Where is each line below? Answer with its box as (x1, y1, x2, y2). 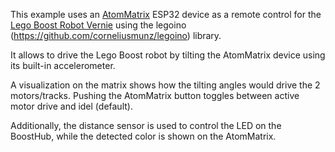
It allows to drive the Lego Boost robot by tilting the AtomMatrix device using (10, 49, 326, 61)
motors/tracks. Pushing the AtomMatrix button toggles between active (10, 90, 300, 101)
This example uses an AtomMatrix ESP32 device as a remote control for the (10, 9, 322, 20)
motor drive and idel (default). (10, 100, 133, 112)
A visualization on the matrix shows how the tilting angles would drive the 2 (10, 79, 321, 91)
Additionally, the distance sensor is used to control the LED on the (10, 120, 282, 131)
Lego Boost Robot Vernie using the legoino (10, 19, 187, 31)
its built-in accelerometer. (10, 60, 116, 71)
